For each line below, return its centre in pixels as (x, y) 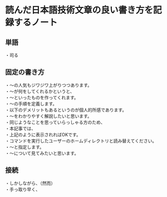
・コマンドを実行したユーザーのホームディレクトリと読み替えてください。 (81, 141)
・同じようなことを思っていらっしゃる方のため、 (55, 122)
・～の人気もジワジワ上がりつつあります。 (48, 85)
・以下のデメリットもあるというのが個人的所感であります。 (66, 110)
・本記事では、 (20, 128)
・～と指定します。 (25, 147)
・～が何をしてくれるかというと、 (40, 91)
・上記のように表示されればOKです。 (43, 135)
